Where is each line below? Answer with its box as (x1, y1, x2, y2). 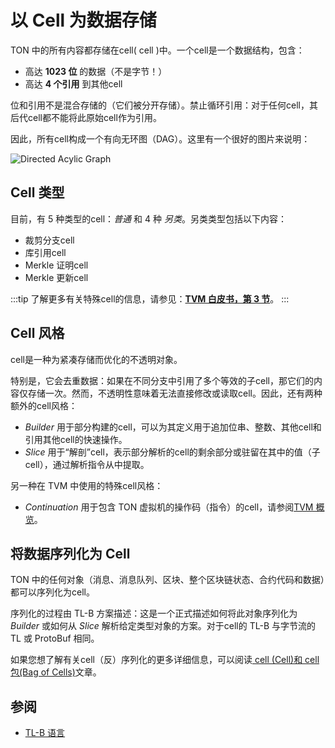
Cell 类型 (10, 184, 65, 201)
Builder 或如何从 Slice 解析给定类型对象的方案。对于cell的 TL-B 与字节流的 (10, 620, 316, 632)
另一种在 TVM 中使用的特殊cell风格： (10, 479, 164, 491)
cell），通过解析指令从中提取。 (24, 458, 150, 470)
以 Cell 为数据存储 (10, 9, 157, 32)
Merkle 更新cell (24, 271, 89, 283)
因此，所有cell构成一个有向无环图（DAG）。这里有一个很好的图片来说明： (10, 132, 311, 145)
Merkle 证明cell (24, 259, 89, 271)
